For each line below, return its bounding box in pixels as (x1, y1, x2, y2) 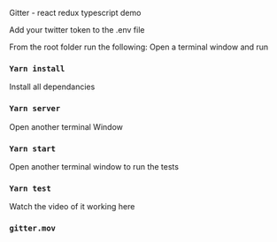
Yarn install (9, 64, 65, 73)
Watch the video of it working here (9, 201, 135, 212)
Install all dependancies (9, 81, 96, 92)
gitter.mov (9, 223, 56, 233)
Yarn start (9, 143, 56, 154)
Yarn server (9, 103, 61, 114)
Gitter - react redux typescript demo (9, 8, 142, 18)
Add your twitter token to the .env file (9, 25, 145, 34)
